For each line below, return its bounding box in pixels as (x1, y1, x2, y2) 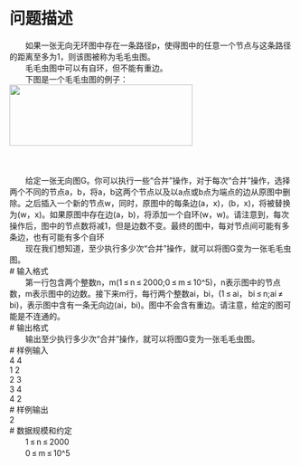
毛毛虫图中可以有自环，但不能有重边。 (24, 62, 168, 73)
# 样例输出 (9, 404, 49, 414)
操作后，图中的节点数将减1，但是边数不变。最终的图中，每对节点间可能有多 (9, 220, 290, 231)
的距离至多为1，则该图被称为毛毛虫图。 (9, 51, 155, 62)
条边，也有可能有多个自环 (9, 232, 105, 243)
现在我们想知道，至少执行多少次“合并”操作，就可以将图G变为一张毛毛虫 (24, 243, 292, 253)
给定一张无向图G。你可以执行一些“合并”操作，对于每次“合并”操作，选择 (24, 175, 291, 185)
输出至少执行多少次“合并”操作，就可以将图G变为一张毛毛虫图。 (24, 333, 260, 344)
